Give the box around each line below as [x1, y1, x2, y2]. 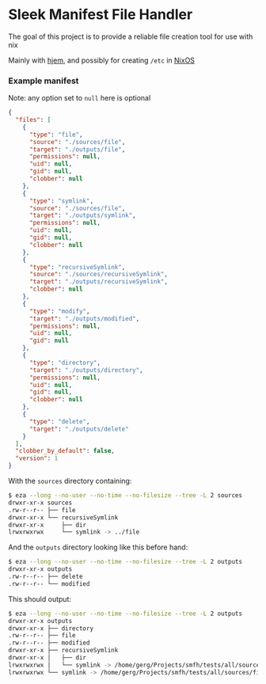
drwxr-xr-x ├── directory [8, 624, 93, 633]
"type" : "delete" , [28, 417, 90, 425]
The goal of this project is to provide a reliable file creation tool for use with [8, 32, 253, 41]
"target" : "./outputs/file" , [28, 145, 126, 154]
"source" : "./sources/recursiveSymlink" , [28, 271, 169, 279]
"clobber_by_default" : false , [15, 447, 115, 455]
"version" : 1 [15, 454, 59, 462]
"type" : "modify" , [28, 307, 90, 315]
